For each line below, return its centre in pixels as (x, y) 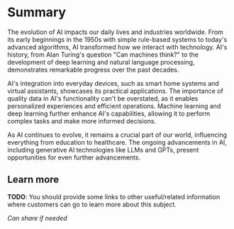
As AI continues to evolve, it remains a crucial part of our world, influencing (117, 135)
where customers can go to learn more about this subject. (92, 204)
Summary (37, 12)
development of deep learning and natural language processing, (101, 62)
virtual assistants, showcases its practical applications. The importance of (115, 91)
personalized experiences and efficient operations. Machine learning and (114, 106)
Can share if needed (37, 218)
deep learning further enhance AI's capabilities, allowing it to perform (109, 113)
